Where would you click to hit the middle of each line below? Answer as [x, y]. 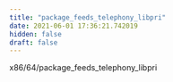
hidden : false [36, 34]
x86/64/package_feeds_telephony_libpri [83, 68]
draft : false [34, 42]
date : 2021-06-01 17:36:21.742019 [74, 26]
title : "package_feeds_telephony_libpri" [88, 17]
